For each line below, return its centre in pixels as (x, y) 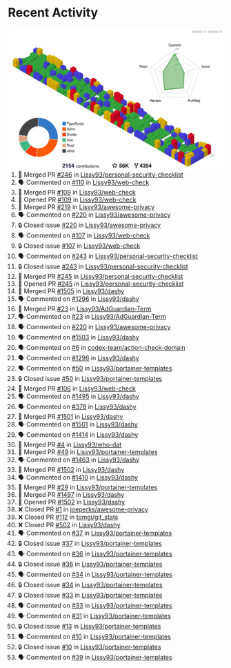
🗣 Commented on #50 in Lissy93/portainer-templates (95, 369)
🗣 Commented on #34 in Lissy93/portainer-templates (95, 575)
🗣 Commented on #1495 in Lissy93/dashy (79, 396)
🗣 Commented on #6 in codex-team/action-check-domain (101, 348)
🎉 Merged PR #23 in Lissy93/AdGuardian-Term (84, 309)
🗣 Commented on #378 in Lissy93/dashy (77, 407)
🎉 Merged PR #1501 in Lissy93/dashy (70, 417)
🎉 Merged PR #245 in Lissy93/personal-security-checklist (100, 277)
